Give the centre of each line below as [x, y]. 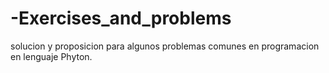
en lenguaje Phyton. [51, 56]
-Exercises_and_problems [121, 18]
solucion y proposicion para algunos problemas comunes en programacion [165, 46]
